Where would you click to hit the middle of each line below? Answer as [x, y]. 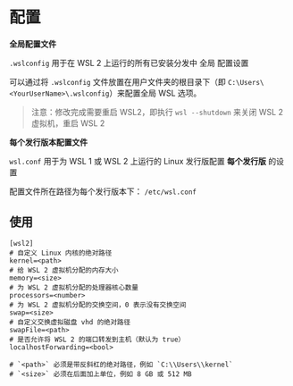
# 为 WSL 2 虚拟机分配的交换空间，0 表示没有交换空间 [98, 305]
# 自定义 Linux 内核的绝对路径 [61, 253]
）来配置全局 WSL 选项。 [155, 93]
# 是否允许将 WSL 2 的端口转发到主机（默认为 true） [97, 340]
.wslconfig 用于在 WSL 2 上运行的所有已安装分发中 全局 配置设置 [129, 63]
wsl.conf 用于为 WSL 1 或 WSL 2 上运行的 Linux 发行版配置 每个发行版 [138, 161]
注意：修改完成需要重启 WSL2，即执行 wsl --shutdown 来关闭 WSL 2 [157, 112]
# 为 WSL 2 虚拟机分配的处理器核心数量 [74, 287]
